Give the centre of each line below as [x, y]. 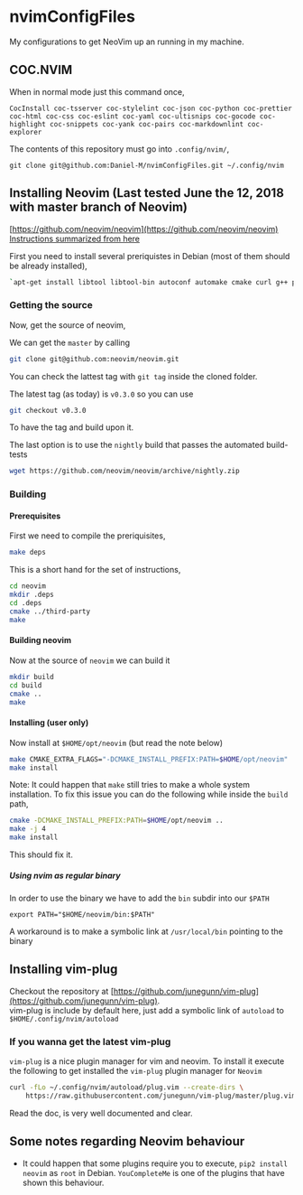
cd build [26, 685]
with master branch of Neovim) [98, 207]
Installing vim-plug [64, 970]
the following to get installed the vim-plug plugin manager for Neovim [136, 1071]
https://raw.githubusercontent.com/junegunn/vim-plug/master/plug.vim [161, 1096]
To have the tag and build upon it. [72, 427]
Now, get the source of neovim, [68, 325]
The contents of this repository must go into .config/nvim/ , [119, 149]
